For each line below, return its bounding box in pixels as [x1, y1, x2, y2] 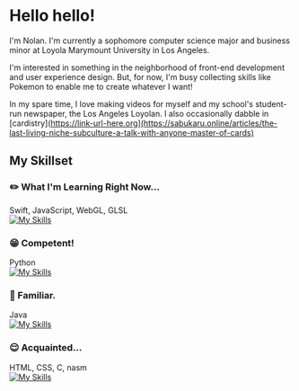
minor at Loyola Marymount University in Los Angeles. [9, 44, 210, 55]
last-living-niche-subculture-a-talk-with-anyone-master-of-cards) [9, 127, 254, 138]
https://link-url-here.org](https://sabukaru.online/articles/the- [50, 118, 278, 129]
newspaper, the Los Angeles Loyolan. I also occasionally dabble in [23, 108, 269, 119]
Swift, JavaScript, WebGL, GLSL [9, 204, 128, 216]
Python [9, 257, 36, 268]
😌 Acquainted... [9, 342, 83, 354]
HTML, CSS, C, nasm [9, 361, 88, 373]
